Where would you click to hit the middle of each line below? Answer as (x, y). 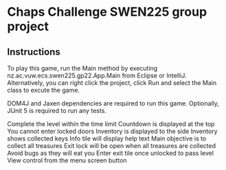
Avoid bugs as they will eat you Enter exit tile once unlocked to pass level (111, 153)
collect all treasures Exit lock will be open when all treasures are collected (112, 146)
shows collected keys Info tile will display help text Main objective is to (107, 138)
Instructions (34, 52)
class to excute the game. (44, 90)
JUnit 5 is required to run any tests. (57, 111)
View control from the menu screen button (67, 160)
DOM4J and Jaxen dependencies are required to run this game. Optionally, (113, 103)
